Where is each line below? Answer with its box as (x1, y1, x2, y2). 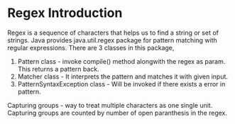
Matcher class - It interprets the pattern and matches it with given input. (17, 72, 229, 81)
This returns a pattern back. (17, 64, 99, 73)
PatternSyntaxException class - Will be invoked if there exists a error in (17, 79, 226, 88)
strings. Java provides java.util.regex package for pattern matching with (7, 35, 218, 44)
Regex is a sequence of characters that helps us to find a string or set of (7, 28, 219, 37)
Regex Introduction (7, 5, 123, 21)
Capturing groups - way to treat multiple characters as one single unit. (7, 101, 213, 109)
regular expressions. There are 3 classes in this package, (7, 43, 175, 52)
